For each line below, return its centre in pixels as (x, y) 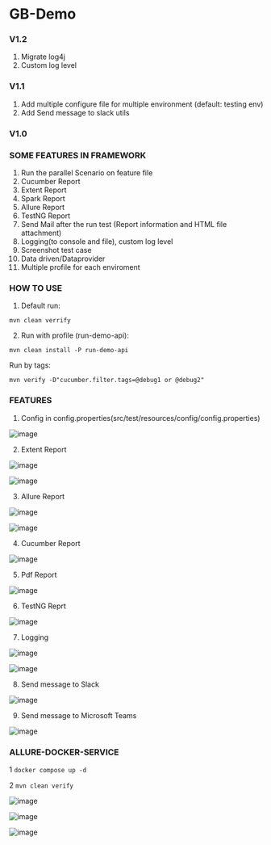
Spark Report (43, 198)
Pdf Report (39, 574)
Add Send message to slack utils (75, 112)
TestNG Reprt (44, 606)
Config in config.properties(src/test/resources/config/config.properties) (140, 418)
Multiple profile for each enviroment (80, 267)
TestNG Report (46, 216)
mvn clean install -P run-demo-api (69, 351)
